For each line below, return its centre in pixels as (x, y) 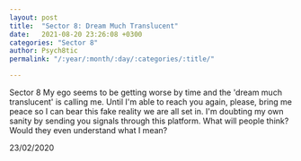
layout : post (34, 17)
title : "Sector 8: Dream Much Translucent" (94, 26)
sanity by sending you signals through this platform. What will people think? (149, 121)
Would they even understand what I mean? (89, 130)
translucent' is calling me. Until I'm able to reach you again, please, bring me (150, 102)
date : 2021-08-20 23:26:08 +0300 (76, 34)
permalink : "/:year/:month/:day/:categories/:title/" (112, 59)
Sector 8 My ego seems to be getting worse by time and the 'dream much (146, 92)
